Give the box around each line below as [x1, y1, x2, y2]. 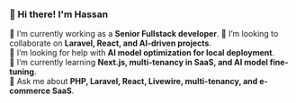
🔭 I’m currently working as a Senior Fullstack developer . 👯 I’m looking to [9, 29, 279, 39]
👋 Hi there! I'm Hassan [9, 8, 109, 21]
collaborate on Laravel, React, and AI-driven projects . [9, 38, 211, 48]
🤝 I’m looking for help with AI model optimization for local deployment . [9, 47, 275, 58]
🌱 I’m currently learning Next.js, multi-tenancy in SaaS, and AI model [9, 57, 268, 68]
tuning [9, 66, 34, 77]
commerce [9, 85, 51, 97]
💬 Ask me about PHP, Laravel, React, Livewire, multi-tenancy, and [9, 76, 258, 87]
